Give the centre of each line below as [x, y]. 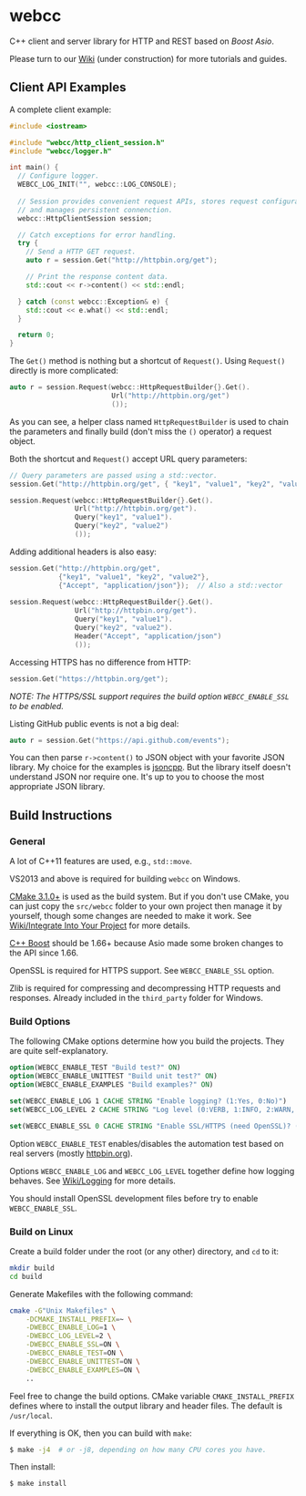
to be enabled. [36, 706]
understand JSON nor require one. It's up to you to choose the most [137, 777]
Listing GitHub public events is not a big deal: [94, 723]
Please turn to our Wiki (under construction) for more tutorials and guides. [148, 58]
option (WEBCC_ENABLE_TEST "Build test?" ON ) [95, 1068]
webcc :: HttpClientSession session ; [85, 218]
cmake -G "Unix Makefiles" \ [63, 1310]
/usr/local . [31, 1415]
